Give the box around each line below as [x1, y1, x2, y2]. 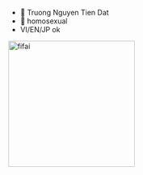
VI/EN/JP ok [19, 25, 61, 34]
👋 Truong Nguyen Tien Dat [19, 8, 109, 17]
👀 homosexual [19, 16, 68, 26]
